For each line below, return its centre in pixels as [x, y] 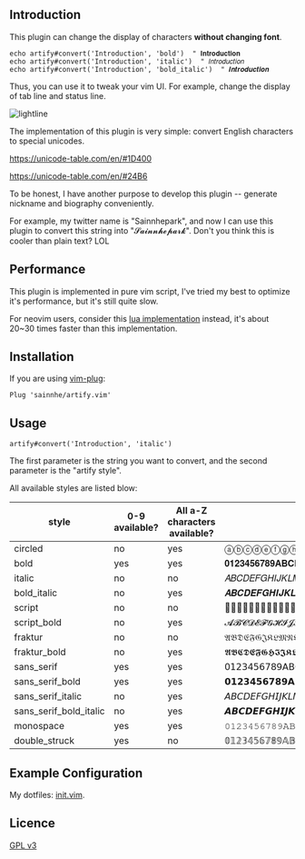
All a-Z [192, 511]
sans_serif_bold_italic [59, 711]
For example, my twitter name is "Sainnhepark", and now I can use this [142, 221]
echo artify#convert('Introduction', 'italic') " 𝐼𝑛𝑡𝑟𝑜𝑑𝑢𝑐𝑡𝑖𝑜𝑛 [127, 61]
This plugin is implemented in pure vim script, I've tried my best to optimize [150, 291]
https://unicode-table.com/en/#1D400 [81, 158]
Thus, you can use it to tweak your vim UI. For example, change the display [150, 86]
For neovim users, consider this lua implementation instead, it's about [139, 318]
